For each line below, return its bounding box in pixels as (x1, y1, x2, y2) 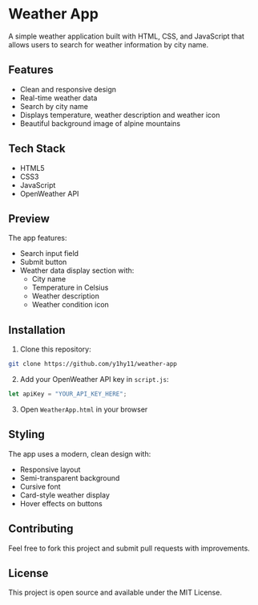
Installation (8, 323, 66, 337)
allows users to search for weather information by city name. (8, 39, 209, 49)
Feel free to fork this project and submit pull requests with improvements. (8, 543, 250, 553)
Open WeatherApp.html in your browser (19, 404, 148, 414)
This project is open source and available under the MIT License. (8, 587, 223, 598)
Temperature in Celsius (31, 282, 109, 293)
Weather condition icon (31, 300, 110, 310)
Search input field (19, 249, 79, 258)
